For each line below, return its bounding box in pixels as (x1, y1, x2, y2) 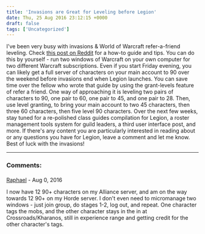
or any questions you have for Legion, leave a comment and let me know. (6, 134, 190, 141)
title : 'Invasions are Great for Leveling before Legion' (6, 9, 157, 15)
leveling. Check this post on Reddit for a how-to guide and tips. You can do (6, 49, 195, 57)
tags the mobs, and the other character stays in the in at (6, 207, 148, 214)
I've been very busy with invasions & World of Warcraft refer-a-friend (6, 43, 181, 50)
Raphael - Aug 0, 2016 (6, 176, 63, 183)
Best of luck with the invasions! (6, 140, 85, 147)
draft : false (6, 20, 40, 26)
